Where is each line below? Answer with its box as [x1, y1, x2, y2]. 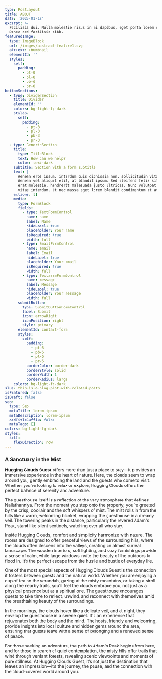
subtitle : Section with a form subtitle [13, 165, 96, 170]
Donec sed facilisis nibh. [9, 30, 64, 34]
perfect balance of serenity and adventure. [5, 487, 90, 493]
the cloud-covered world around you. [5, 668, 80, 674]
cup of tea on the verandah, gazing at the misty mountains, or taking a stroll [5, 578, 156, 583]
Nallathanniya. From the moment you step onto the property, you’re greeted [5, 502, 155, 508]
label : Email [26, 251, 53, 256]
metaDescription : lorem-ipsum [9, 413, 70, 418]
